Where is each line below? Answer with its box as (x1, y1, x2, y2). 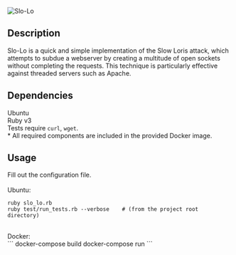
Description (7, 27, 60, 39)
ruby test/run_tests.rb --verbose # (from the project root (7, 206, 199, 213)
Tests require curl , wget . (7, 123, 79, 132)
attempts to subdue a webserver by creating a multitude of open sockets (7, 53, 220, 62)
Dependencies (7, 90, 73, 102)
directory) (7, 212, 40, 219)
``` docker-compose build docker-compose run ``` (7, 239, 153, 249)
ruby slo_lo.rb (7, 199, 53, 207)
